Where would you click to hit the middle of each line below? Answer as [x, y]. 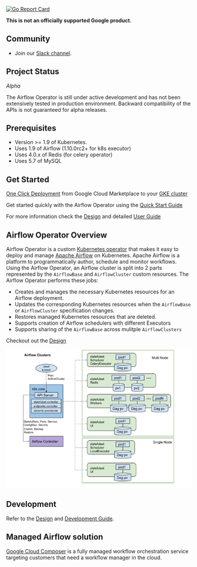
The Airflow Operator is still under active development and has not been [93, 97]
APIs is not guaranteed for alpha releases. [57, 109]
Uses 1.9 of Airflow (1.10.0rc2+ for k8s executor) [73, 149]
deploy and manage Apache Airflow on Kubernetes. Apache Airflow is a [93, 255]
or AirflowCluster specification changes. [64, 311]
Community [28, 39]
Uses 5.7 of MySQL [38, 161]
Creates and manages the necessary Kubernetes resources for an [94, 292]
